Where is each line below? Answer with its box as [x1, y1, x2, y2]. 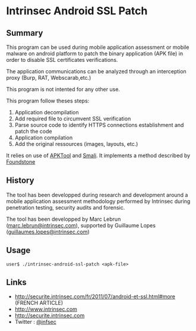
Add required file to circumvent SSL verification [14, 115, 131, 122]
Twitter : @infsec [14, 318, 56, 326]
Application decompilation [14, 109, 79, 115]
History [6, 176, 34, 186]
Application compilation [14, 134, 73, 141]
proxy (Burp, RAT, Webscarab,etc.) [6, 74, 91, 81]
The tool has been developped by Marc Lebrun [6, 216, 121, 223]
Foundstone [6, 158, 36, 165]
